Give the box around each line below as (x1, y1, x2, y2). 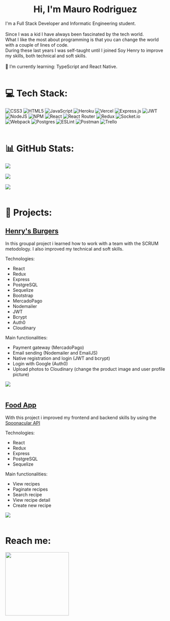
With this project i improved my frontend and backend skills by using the (5, 415, 156, 421)
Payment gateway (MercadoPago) (12, 344, 84, 351)
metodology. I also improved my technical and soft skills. (5, 246, 124, 252)
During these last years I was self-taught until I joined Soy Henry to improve (5, 47, 163, 53)
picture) (12, 371, 29, 377)
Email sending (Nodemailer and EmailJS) (12, 350, 98, 356)
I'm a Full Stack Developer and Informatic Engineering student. (5, 20, 136, 26)
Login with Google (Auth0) (12, 360, 69, 366)
